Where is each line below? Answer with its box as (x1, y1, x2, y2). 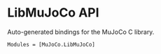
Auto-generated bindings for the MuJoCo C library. (7, 28, 155, 36)
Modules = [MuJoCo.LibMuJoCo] (7, 41, 96, 48)
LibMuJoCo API (7, 5, 99, 21)
